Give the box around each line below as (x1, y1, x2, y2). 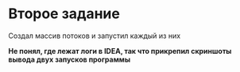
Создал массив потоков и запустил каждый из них (8, 31, 181, 40)
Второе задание (8, 5, 121, 23)
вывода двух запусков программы (8, 55, 131, 64)
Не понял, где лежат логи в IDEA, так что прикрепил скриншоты (8, 46, 232, 55)
